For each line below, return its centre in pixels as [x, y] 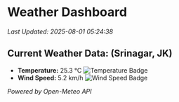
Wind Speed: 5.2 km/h [50, 78]
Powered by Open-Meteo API [50, 91]
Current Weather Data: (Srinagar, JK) [90, 53]
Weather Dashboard [67, 12]
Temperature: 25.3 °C [49, 70]
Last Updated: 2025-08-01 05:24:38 [60, 31]
